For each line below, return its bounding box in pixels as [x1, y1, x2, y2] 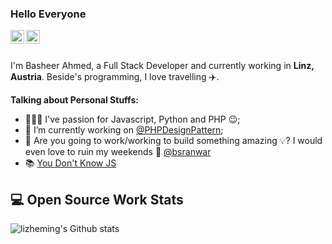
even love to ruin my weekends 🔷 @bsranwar [24, 146, 212, 158]
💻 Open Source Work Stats [10, 191, 184, 208]
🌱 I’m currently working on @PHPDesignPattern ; [24, 124, 224, 136]
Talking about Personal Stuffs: [10, 94, 139, 106]
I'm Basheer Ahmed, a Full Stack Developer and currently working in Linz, [10, 60, 315, 72]
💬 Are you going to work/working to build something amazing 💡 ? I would [24, 135, 323, 147]
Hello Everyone [10, 7, 87, 21]
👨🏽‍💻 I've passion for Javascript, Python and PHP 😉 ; [24, 113, 241, 126]
